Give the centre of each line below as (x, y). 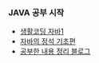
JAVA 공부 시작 (36, 12)
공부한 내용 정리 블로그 (55, 51)
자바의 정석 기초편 (48, 41)
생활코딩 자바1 (42, 31)
